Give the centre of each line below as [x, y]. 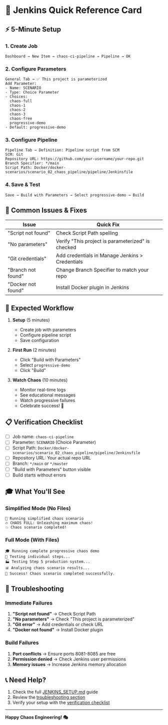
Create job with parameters [48, 330]
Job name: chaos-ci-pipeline [43, 436]
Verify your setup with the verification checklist [61, 702]
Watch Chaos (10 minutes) [40, 380]
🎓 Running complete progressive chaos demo [52, 551]
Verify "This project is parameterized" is [103, 241]
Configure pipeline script [45, 335]
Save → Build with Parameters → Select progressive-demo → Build [74, 195]
